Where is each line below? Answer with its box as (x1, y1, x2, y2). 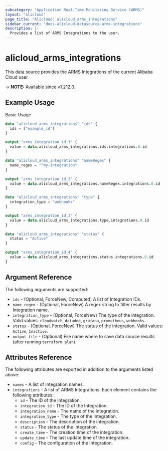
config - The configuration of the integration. (20, 440, 113, 446)
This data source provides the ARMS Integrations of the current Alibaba (5, 69, 153, 75)
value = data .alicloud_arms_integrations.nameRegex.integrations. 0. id (10, 181, 160, 186)
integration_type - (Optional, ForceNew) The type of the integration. (12, 312, 155, 318)
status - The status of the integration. (20, 424, 98, 430)
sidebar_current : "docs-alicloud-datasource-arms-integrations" (5, 21, 142, 27)
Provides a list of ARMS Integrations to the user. (10, 31, 120, 36)
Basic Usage (5, 111, 32, 118)
